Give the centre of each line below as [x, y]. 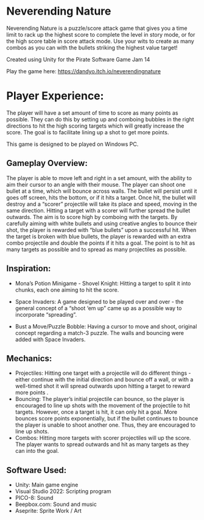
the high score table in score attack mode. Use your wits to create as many [100, 41]
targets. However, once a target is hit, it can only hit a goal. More [96, 412]
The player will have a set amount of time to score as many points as [92, 113]
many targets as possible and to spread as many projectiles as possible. [97, 249]
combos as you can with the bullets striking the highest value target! [92, 48]
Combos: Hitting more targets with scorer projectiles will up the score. [103, 438]
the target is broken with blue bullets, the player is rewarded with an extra [98, 236]
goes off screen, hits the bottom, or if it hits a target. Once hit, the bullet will [101, 197]
